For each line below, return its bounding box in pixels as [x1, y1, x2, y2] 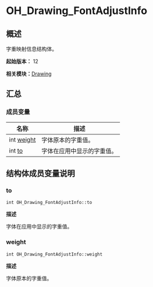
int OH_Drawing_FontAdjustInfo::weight [6, 251, 103, 257]
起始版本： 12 [6, 58, 39, 65]
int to [9, 146, 23, 154]
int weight [9, 136, 36, 144]
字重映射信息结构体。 [6, 46, 57, 52]
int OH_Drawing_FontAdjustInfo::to [6, 200, 92, 206]
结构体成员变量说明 [6, 168, 75, 179]
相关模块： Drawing [6, 70, 52, 77]
